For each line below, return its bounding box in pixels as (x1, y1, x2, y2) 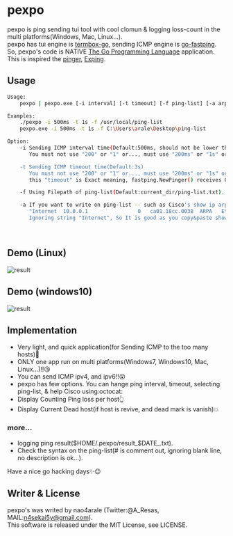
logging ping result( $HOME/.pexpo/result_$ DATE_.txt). (17, 439, 173, 447)
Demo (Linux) (7, 247, 67, 259)
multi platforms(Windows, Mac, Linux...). (7, 32, 123, 40)
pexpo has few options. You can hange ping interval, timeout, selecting (17, 380, 221, 388)
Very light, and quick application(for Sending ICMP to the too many (17, 343, 209, 352)
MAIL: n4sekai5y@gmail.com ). (7, 514, 93, 522)
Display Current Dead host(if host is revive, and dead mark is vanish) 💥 (17, 405, 220, 413)
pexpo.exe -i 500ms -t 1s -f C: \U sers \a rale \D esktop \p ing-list (19, 125, 207, 132)
